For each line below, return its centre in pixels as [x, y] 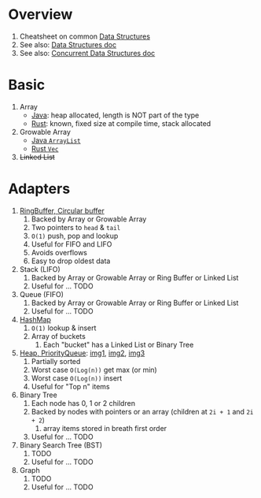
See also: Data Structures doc [68, 44]
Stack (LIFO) [40, 269]
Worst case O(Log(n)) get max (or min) [94, 370]
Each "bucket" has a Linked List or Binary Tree [118, 344]
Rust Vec [45, 148]
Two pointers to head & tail [76, 227]
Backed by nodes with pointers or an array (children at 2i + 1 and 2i [142, 411]
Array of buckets [59, 336]
